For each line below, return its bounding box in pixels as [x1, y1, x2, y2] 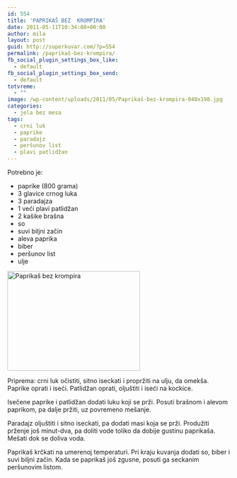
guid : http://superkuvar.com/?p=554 [7, 43, 115, 50]
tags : [7, 115, 23, 123]
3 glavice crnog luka [17, 189, 78, 198]
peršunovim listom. [7, 463, 63, 471]
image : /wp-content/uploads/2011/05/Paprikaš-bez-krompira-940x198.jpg [7, 96, 223, 103]
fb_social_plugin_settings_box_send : [7, 69, 119, 76]
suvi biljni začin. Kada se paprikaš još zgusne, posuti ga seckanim [7, 455, 200, 464]
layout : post [7, 37, 46, 44]
